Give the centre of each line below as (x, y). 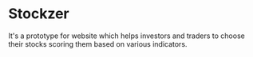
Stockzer (39, 14)
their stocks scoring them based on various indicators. (98, 44)
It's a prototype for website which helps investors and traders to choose (126, 36)
